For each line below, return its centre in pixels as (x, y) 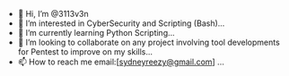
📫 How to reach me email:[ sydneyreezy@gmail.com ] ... (121, 62)
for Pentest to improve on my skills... (85, 52)
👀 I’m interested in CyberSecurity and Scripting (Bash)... (121, 23)
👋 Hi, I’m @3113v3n (53, 14)
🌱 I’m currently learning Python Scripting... (96, 33)
